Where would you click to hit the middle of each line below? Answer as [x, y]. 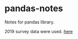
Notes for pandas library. [29, 22]
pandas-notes [34, 9]
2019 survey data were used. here [39, 31]
